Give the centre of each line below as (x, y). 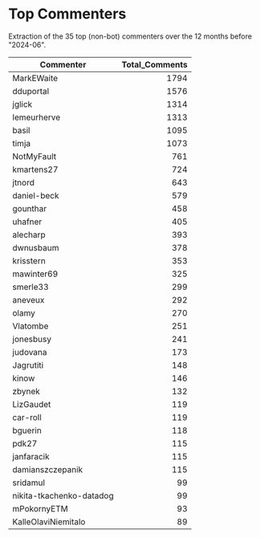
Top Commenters (67, 14)
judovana (30, 352)
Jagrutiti (28, 365)
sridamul (29, 483)
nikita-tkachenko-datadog (63, 495)
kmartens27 (35, 169)
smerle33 (31, 287)
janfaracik (31, 456)
